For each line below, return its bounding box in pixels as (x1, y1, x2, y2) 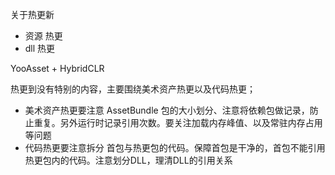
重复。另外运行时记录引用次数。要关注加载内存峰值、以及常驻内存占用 (33, 117, 323, 128)
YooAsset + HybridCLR (10, 63, 105, 74)
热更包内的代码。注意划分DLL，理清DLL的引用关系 (24, 154, 233, 166)
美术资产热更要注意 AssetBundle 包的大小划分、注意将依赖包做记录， (24, 104, 310, 116)
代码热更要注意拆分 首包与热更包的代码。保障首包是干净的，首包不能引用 (24, 142, 326, 153)
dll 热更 (24, 43, 56, 54)
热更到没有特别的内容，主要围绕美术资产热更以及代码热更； (10, 83, 256, 95)
